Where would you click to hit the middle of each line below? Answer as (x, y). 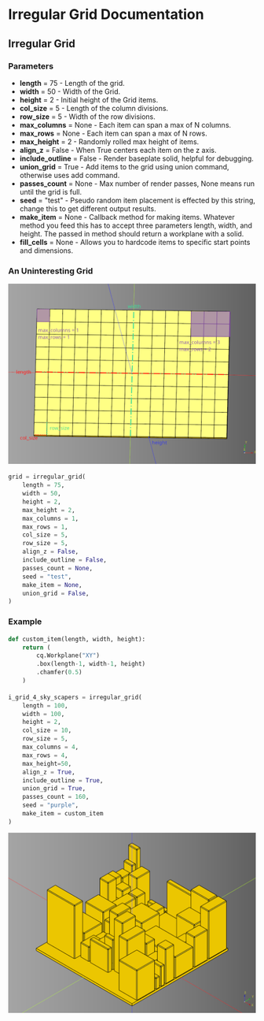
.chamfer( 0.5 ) (59, 672)
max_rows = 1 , (45, 527)
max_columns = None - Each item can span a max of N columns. (125, 124)
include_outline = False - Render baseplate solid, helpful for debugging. (136, 158)
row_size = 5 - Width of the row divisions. (87, 117)
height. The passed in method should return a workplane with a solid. (132, 233)
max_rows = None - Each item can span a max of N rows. (113, 133)
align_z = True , (49, 772)
